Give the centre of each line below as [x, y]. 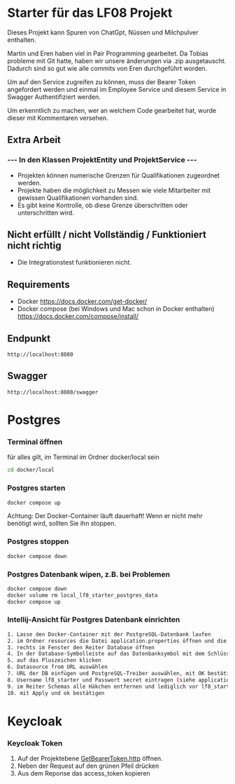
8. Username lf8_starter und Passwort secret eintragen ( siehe [101, 680]
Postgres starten [36, 488]
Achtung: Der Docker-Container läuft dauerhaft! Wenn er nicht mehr [105, 516]
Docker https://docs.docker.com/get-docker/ [82, 301]
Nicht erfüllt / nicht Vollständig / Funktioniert [107, 235]
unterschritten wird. [46, 213]
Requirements [38, 285]
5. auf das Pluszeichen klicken [54, 660]
